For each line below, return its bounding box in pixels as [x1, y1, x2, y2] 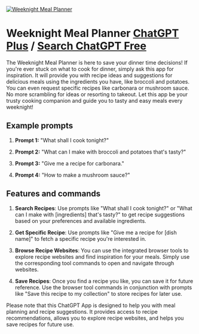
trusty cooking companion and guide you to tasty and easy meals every [6, 97, 183, 104]
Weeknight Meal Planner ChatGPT [6, 27, 179, 40]
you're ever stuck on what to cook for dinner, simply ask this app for [6, 65, 174, 72]
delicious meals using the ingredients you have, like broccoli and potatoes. [6, 78, 190, 85]
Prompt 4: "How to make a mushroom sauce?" [14, 171, 130, 179]
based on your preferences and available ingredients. [14, 217, 146, 224]
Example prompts [6, 121, 74, 131]
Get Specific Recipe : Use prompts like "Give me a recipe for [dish [14, 229, 177, 236]
